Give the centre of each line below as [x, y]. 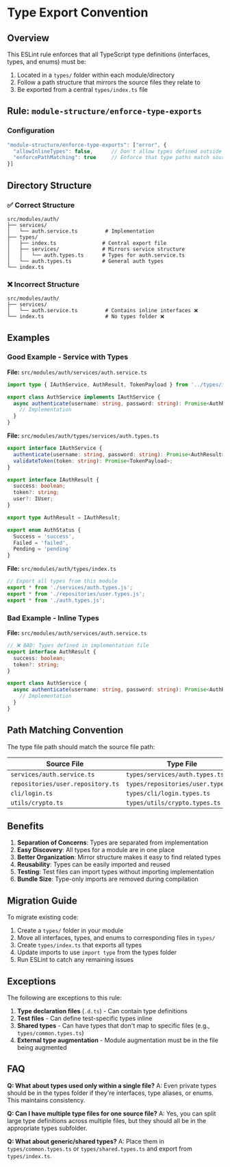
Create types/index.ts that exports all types [79, 945]
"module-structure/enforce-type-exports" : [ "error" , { [87, 145]
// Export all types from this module [62, 581]
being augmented [42, 1048]
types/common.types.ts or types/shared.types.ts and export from [100, 1148]
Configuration [31, 130]
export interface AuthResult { [52, 652]
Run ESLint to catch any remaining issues [75, 960]
